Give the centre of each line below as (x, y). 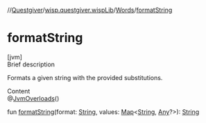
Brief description (31, 64)
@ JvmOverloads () (33, 98)
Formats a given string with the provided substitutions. (85, 77)
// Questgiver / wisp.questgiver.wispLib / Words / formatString (90, 10)
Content (19, 91)
